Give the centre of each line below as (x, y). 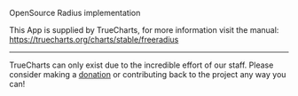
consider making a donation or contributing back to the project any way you (148, 74)
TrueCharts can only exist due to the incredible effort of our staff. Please (141, 65)
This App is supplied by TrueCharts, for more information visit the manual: (144, 30)
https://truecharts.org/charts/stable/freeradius (94, 40)
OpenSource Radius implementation (75, 13)
